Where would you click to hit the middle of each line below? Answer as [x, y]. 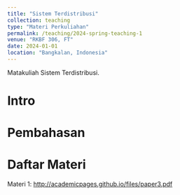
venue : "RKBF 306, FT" [40, 40]
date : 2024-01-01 [33, 46]
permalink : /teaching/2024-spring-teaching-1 [75, 33]
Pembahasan [46, 133]
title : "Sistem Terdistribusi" [53, 14]
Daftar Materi [47, 165]
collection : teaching [39, 20]
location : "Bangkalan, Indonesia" [58, 53]
